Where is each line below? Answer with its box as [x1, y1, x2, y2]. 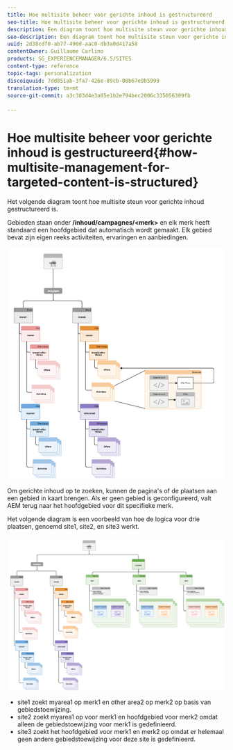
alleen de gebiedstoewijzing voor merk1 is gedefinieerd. [17, 720, 177, 728]
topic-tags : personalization [7, 70, 92, 77]
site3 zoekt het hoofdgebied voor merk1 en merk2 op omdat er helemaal [17, 727, 224, 735]
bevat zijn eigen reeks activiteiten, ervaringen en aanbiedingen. [7, 233, 189, 241]
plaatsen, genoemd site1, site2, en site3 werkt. [7, 522, 140, 530]
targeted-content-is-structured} [7, 175, 199, 191]
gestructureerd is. [7, 205, 58, 214]
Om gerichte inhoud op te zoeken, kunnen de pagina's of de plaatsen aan [7, 486, 217, 495]
